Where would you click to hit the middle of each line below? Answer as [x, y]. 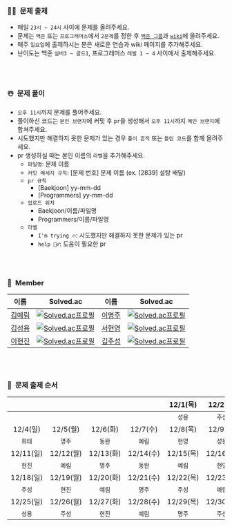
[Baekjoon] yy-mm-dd [69, 187]
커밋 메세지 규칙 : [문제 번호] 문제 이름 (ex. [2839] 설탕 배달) [107, 172]
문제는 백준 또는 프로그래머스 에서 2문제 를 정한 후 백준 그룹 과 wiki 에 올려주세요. [118, 36]
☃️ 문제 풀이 [26, 93]
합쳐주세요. [32, 129]
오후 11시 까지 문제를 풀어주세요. [59, 112]
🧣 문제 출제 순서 [32, 385]
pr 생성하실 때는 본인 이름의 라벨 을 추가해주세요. [81, 155]
